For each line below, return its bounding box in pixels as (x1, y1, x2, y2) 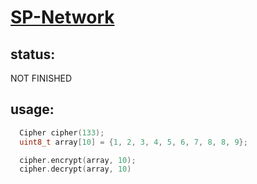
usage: (10, 101, 55, 118)
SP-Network (10, 6, 115, 29)
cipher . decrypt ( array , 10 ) (19, 164, 132, 175)
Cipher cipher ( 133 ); (19, 127, 105, 138)
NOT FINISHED (10, 72, 73, 84)
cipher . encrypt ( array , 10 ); (19, 155, 137, 165)
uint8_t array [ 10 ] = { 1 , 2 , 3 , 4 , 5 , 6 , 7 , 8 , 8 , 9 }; (19, 137, 248, 147)
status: (10, 46, 56, 63)
